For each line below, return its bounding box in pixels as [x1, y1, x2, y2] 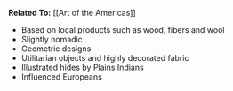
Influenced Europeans [20, 72, 103, 82]
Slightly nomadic [20, 34, 84, 44]
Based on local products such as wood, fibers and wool [20, 25, 225, 34]
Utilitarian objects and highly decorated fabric [20, 53, 189, 63]
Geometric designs [20, 43, 92, 54]
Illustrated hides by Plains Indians [20, 62, 144, 72]
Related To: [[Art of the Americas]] [8, 8, 137, 18]
